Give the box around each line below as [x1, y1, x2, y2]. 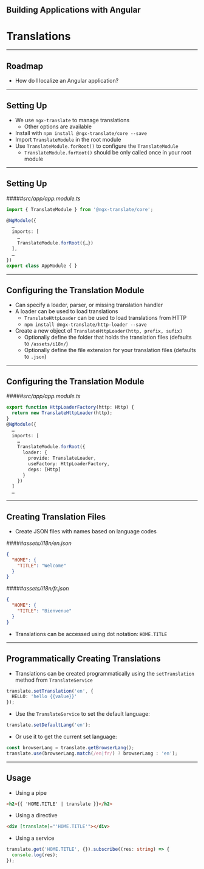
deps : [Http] [28, 466, 61, 473]
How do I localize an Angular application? [15, 77, 119, 85]
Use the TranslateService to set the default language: [15, 710, 150, 718]
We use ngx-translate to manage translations [15, 116, 130, 123]
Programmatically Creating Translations [6, 654, 161, 664]
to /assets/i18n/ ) [24, 340, 69, 347]
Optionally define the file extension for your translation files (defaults [24, 347, 196, 354]
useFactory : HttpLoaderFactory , [28, 460, 110, 467]
